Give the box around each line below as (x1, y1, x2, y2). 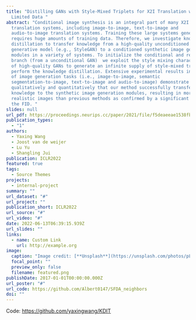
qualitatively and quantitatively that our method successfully (11, 85, 171, 91)
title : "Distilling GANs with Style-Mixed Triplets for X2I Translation (6, 8, 187, 15)
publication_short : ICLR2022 (6, 204, 77, 211)
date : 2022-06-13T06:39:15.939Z (6, 221, 85, 226)
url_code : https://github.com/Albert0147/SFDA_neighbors (6, 286, 148, 292)
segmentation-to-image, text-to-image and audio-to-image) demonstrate (11, 80, 190, 85)
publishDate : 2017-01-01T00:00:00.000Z (6, 275, 103, 281)
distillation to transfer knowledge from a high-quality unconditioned (11, 42, 190, 47)
